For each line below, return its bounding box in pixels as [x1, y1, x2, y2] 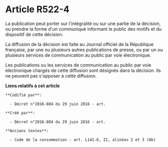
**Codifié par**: [5, 92, 42, 97]
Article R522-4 [5, 4, 70, 15]
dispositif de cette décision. [5, 31, 64, 37]
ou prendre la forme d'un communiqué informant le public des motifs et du [5, 26, 162, 32]
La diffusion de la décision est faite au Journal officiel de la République [5, 41, 154, 47]
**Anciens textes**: [5, 128, 49, 133]
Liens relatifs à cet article [5, 83, 60, 89]
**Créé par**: [5, 110, 36, 115]
